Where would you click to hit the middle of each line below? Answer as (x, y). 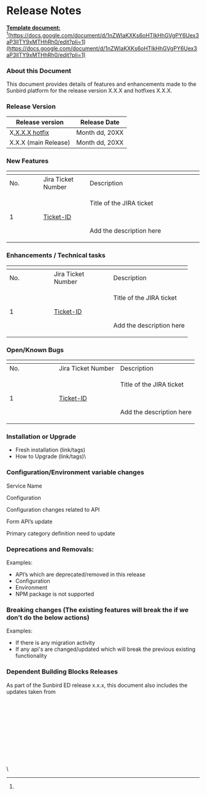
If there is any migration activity (55, 643)
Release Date (100, 122)
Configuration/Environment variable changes (75, 472)
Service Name (24, 486)
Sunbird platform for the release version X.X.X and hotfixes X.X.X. (90, 90)
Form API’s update (29, 521)
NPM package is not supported (55, 594)
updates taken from (31, 691)
